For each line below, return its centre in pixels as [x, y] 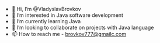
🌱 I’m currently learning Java [46, 21]
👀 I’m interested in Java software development [67, 15]
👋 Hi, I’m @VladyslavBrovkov [46, 9]
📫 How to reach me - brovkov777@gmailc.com [69, 34]
